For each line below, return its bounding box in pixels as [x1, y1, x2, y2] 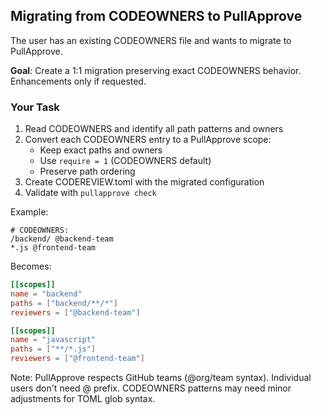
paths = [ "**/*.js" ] [10, 344, 97, 354]
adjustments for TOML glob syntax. [10, 393, 156, 405]
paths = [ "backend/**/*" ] [10, 298, 118, 308]
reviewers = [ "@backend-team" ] [10, 307, 141, 318]
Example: [10, 206, 49, 218]
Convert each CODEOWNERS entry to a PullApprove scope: [24, 134, 272, 146]
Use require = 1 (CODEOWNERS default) [39, 155, 212, 167]
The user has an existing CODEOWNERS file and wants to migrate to [10, 34, 292, 46]
